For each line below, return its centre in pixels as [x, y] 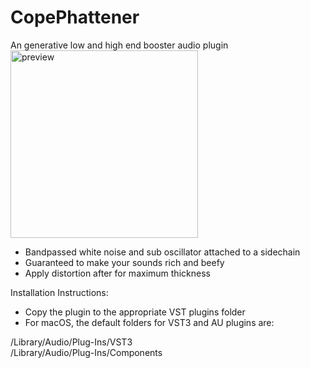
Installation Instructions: [59, 292]
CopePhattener [75, 17]
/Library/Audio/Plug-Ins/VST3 [71, 342]
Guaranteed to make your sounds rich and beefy [124, 262]
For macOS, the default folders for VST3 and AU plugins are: [149, 322]
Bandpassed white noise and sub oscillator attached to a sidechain [162, 252]
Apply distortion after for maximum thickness [117, 273]
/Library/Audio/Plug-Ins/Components [86, 352]
